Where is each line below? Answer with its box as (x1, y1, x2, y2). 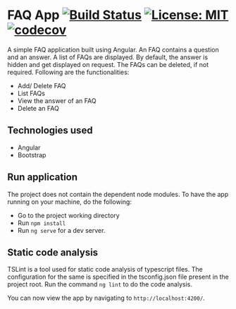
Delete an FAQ (17, 104, 60, 112)
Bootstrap (17, 150, 46, 159)
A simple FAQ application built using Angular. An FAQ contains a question (7, 45, 220, 54)
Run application (7, 171, 78, 183)
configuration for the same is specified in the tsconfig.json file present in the (7, 272, 229, 281)
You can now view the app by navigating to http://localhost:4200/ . (7, 293, 206, 303)
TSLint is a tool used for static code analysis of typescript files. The (7, 265, 203, 274)
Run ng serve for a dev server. (17, 226, 106, 234)
